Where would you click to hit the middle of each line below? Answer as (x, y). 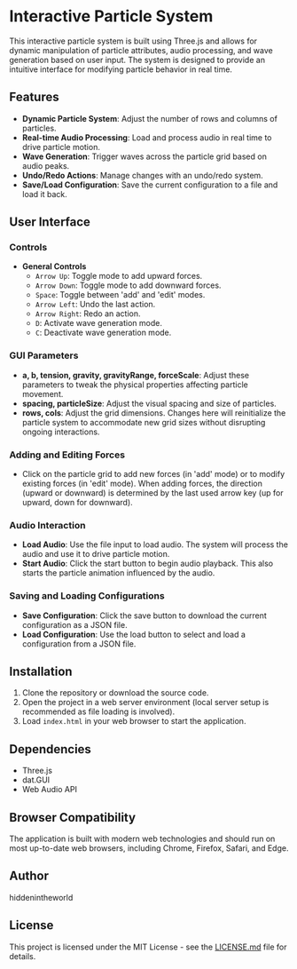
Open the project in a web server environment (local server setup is (145, 703)
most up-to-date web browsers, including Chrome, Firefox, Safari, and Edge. (149, 848)
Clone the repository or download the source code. (115, 693)
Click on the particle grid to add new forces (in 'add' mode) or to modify (153, 474)
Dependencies (50, 749)
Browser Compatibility (72, 818)
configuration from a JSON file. (79, 643)
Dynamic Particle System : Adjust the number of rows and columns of (149, 118)
